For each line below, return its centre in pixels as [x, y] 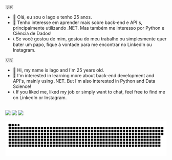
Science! [22, 86]
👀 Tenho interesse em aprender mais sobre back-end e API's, [77, 22]
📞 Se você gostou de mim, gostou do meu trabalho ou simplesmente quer [90, 39]
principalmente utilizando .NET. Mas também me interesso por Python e [89, 28]
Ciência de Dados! [32, 33]
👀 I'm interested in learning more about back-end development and [83, 75]
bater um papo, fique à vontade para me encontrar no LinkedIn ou [82, 44]
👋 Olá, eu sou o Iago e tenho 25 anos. [52, 17]
